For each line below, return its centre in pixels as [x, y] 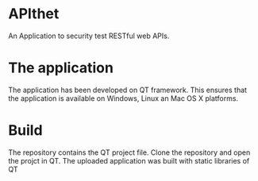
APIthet [34, 14]
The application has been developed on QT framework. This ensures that [128, 90]
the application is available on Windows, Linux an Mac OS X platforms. [123, 98]
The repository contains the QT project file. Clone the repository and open [129, 152]
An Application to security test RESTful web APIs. [89, 36]
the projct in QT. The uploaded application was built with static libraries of [129, 160]
